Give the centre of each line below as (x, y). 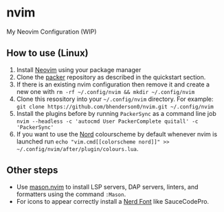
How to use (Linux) (47, 53)
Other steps (32, 170)
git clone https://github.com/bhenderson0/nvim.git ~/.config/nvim (115, 107)
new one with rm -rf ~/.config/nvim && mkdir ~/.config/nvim (105, 91)
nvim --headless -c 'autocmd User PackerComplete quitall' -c (107, 121)
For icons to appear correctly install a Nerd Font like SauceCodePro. (113, 201)
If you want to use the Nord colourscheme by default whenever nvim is (117, 134)
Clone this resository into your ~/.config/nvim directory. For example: (115, 99)
